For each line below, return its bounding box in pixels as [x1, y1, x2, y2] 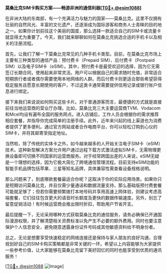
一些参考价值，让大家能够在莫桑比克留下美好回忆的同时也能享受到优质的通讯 [5, 247, 162, 253]
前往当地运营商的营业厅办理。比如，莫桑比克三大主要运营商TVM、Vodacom [5, 105, 161, 111]
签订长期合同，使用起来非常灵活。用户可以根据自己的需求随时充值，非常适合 [5, 70, 162, 75]
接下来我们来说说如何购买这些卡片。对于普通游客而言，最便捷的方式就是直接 [5, 99, 162, 105]
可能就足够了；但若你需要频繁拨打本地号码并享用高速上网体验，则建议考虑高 [5, 189, 162, 194]
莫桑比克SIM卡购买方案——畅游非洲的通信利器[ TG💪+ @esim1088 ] [5, 5, 142, 10]
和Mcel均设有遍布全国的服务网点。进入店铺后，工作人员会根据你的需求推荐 [5, 112, 159, 117]
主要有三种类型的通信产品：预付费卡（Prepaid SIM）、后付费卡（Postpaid [5, 57, 155, 63]
